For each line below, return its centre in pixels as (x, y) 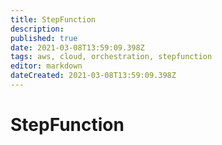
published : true (44, 38)
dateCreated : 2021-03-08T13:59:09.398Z (93, 76)
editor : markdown (46, 66)
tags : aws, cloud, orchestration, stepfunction (111, 57)
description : (37, 29)
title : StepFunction (53, 19)
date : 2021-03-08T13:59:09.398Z (77, 47)
